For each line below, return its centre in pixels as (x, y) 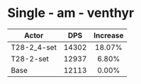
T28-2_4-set (34, 47)
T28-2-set (30, 59)
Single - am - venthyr (71, 13)
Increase (108, 35)
